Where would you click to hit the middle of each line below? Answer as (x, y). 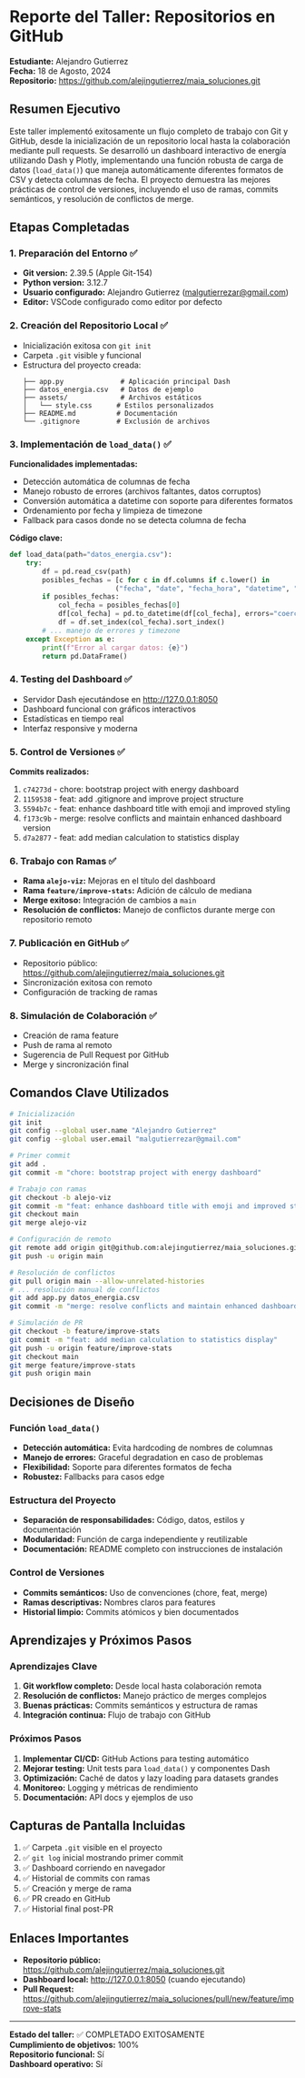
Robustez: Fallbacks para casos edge (93, 1477)
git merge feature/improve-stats (73, 1365)
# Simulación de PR (46, 1323)
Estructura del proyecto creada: (82, 365)
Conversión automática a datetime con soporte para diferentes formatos (157, 501)
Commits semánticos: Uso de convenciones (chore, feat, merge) (145, 1592)
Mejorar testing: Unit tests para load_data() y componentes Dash (146, 1768)
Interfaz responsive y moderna (80, 728)
